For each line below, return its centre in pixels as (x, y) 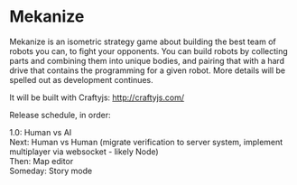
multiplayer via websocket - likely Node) (84, 152)
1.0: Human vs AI (41, 132)
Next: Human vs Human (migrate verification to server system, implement (146, 142)
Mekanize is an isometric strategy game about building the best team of (143, 42)
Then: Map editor (42, 161)
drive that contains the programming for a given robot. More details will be (148, 70)
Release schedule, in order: (60, 115)
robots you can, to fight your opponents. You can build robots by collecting (149, 51)
